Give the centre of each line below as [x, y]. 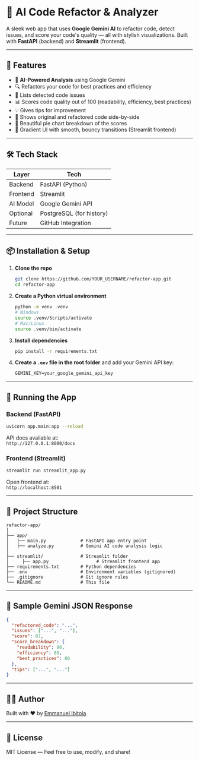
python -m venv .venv [41, 307]
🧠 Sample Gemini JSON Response [70, 606]
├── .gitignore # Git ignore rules [67, 577]
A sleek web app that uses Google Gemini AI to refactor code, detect [90, 29]
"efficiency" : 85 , [39, 653]
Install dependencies [41, 340]
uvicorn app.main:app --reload [45, 427]
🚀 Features [26, 66]
